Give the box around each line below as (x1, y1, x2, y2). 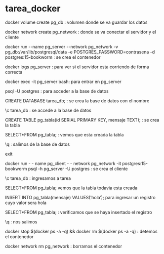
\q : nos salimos (5, 218, 38, 225)
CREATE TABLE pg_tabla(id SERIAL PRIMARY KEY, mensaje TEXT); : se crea (5, 117, 160, 123)
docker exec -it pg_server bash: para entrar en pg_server (5, 79, 122, 85)
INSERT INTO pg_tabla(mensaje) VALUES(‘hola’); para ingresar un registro (5, 194, 156, 200)
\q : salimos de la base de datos (5, 141, 70, 147)
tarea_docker (5, 3, 61, 14)
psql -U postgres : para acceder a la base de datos (5, 88, 109, 94)
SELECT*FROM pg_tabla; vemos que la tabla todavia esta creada (5, 185, 138, 191)
